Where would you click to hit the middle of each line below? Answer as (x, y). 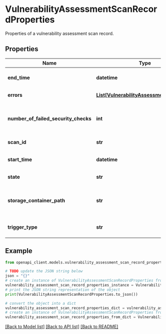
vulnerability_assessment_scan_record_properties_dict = (65, 308)
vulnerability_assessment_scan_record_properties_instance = (69, 285)
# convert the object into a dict (41, 303)
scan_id (17, 142)
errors (15, 95)
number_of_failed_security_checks (49, 119)
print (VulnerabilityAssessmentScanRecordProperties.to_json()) (72, 294)
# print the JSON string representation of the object (63, 290)
